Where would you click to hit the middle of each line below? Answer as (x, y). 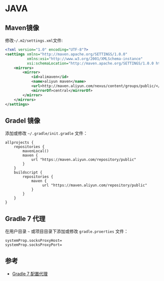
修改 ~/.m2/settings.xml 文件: (34, 40)
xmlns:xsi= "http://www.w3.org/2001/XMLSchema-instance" (85, 59)
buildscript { (28, 173)
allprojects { (20, 143)
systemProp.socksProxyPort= (34, 245)
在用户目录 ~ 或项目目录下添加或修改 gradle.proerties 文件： (67, 231)
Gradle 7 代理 (25, 219)
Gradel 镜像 (23, 120)
